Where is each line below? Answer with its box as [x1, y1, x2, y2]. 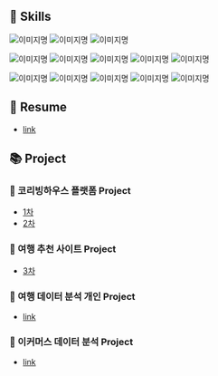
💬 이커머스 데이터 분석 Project [9, 335, 134, 348]
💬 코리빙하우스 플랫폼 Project [9, 184, 131, 197]
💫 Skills [9, 9, 52, 24]
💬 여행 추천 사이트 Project [9, 243, 117, 255]
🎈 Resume [9, 100, 68, 115]
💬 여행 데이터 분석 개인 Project [9, 290, 136, 303]
